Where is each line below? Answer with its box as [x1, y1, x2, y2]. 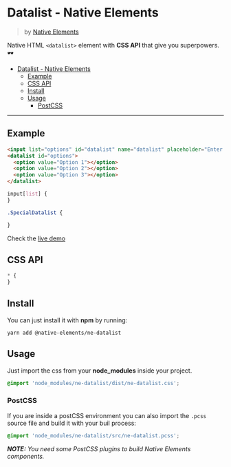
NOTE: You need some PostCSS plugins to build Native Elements [7, 444, 191, 453]
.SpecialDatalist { [7, 209, 63, 216]
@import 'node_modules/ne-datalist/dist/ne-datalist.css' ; [7, 380, 180, 386]
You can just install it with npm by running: [7, 315, 128, 324]
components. [7, 452, 45, 460]
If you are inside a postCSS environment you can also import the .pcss [7, 411, 207, 419]
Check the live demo [7, 234, 66, 242]
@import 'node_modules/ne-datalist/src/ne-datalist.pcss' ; [7, 432, 180, 439]
